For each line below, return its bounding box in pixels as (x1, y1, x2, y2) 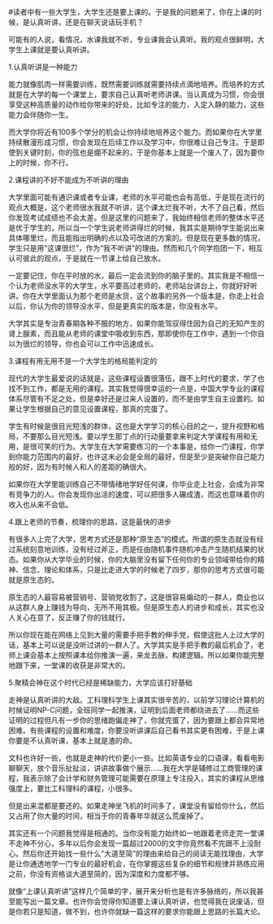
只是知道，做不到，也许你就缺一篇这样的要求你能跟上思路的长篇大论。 (29, 907, 265, 916)
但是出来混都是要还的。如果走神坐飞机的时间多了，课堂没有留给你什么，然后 (8, 801, 265, 810)
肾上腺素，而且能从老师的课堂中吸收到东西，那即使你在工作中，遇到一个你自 (8, 329, 265, 338)
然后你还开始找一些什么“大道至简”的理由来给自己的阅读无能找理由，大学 (22, 849, 264, 858)
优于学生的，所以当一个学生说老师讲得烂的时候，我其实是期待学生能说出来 (15, 223, 265, 232)
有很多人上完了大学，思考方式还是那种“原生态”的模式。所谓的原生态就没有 (8, 534, 258, 544)
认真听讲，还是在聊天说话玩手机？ (29, 17, 144, 27)
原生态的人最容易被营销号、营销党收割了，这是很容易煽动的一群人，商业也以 (8, 593, 265, 602)
